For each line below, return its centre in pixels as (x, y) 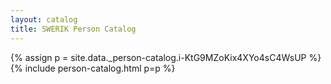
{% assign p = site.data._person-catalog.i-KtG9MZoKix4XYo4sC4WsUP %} (166, 57)
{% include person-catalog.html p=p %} (93, 68)
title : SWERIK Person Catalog (73, 29)
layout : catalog (44, 19)
